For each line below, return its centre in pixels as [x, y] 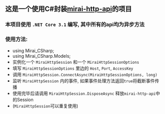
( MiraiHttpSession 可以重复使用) [45, 106]
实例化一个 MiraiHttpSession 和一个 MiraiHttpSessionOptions [76, 62]
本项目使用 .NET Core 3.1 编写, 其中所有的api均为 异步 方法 [75, 25]
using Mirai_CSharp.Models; [42, 56]
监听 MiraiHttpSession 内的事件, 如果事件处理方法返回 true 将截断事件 [84, 81]
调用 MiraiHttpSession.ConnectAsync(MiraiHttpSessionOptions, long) [85, 74]
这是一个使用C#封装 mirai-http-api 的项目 [68, 9]
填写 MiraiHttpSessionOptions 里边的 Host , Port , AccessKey [73, 68]
